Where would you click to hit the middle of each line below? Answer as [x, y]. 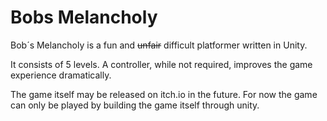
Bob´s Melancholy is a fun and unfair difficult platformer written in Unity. [159, 45]
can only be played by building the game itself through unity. [135, 105]
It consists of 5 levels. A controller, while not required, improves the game [161, 64]
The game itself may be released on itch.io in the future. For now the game [164, 94]
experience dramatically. [61, 75]
